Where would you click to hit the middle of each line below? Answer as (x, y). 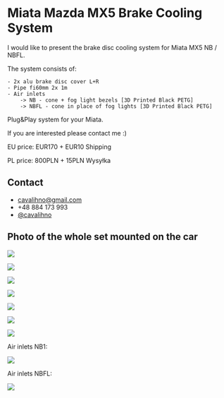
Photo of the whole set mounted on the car (103, 237)
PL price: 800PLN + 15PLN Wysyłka (59, 160)
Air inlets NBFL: (30, 373)
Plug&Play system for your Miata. (55, 119)
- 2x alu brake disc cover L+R (53, 82)
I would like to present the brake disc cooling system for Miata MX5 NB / (112, 47)
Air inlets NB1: (27, 346)
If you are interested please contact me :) (67, 133)
